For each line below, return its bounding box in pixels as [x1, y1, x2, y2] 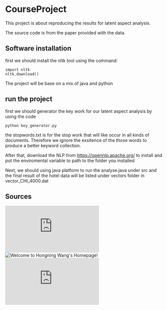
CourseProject [5, 3, 67, 15]
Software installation [5, 44, 71, 53]
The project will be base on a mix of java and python [5, 80, 113, 86]
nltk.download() [5, 71, 39, 76]
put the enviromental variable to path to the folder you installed [5, 157, 135, 163]
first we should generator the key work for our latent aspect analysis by [5, 108, 152, 114]
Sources [5, 192, 32, 200]
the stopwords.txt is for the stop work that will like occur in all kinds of [5, 131, 149, 138]
